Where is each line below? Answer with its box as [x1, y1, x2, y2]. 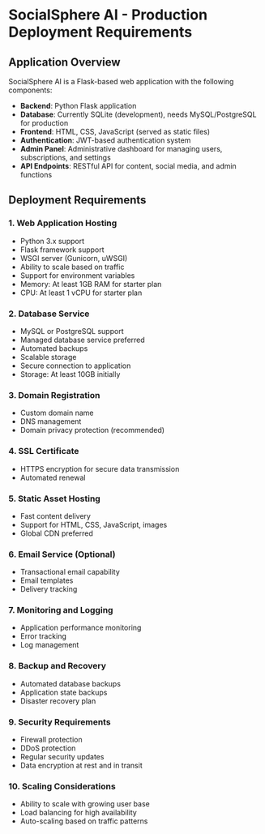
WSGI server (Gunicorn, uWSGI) [19, 253, 128, 263]
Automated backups [19, 343, 88, 353]
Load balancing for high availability [19, 808, 138, 818]
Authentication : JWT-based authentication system [19, 135, 191, 145]
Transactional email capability [19, 567, 120, 577]
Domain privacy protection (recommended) [19, 426, 165, 435]
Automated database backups [19, 678, 122, 688]
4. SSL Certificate [8, 446, 79, 457]
